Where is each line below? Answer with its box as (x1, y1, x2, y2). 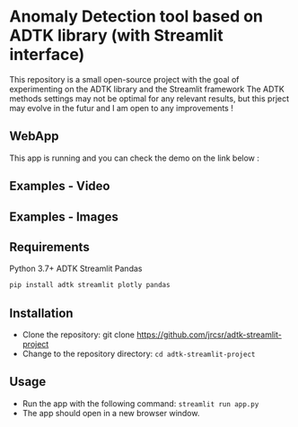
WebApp (9, 128, 59, 144)
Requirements (9, 240, 90, 255)
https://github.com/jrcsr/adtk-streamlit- (136, 329, 283, 340)
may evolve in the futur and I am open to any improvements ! (9, 102, 233, 113)
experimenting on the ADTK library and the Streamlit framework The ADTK (9, 83, 285, 94)
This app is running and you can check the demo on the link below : (9, 152, 260, 163)
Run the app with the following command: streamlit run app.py (22, 397, 259, 409)
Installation (9, 305, 74, 320)
